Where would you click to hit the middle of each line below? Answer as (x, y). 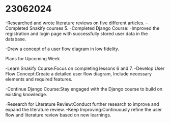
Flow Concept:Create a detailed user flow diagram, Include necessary (78, 73)
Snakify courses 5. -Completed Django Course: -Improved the (95, 28)
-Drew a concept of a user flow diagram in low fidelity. (62, 49)
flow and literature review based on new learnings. (58, 115)
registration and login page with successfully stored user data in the (77, 33)
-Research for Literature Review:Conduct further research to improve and (82, 104)
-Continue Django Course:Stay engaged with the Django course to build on (84, 89)
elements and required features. (39, 79)
